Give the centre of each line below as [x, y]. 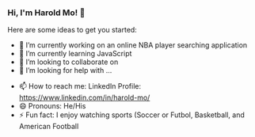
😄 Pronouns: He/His [52, 106]
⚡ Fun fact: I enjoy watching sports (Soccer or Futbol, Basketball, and [131, 115]
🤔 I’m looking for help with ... [65, 70]
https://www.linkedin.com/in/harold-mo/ [84, 97]
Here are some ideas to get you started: [72, 30]
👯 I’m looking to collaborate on [69, 62]
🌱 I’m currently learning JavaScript [75, 54]
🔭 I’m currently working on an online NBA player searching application [133, 45]
